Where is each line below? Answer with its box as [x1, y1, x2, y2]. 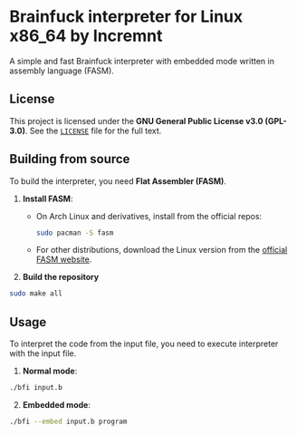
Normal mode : [22, 365, 78, 377]
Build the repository [22, 272, 100, 283]
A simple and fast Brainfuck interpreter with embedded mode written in [9, 55, 274, 66]
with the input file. [9, 348, 77, 359]
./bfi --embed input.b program [9, 417, 128, 426]
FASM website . [35, 254, 92, 265]
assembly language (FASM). [9, 65, 115, 76]
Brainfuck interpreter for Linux [9, 6, 244, 27]
